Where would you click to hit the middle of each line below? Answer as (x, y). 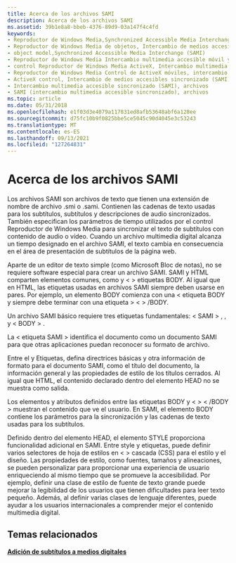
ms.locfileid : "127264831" (47, 145)
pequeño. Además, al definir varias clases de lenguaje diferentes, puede (112, 498)
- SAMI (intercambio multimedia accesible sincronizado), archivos (108, 92)
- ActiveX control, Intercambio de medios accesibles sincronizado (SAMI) (119, 79)
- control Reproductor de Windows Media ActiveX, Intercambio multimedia (118, 66)
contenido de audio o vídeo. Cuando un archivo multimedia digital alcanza (114, 236)
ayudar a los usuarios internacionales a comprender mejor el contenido (110, 505)
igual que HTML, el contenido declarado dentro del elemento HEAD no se (113, 381)
